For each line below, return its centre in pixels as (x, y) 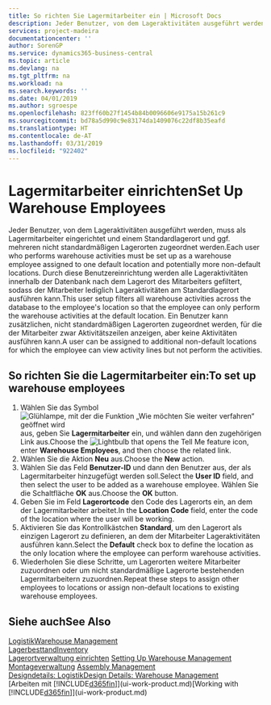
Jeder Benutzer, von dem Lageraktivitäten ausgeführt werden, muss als (127, 230)
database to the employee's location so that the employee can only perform (134, 307)
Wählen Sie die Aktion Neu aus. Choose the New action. (112, 459)
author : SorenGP (35, 46)
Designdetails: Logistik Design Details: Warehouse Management (114, 675)
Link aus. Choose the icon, (134, 442)
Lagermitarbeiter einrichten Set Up (126, 191)
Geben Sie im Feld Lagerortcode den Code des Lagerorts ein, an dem (136, 502)
